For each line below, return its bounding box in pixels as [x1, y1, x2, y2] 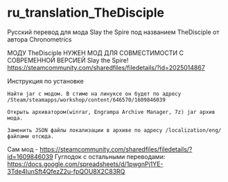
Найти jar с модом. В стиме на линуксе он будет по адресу [7, 90, 182, 97]
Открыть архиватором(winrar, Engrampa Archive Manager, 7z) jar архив [7, 108, 216, 115]
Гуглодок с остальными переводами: [54, 152, 166, 160]
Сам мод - [7, 144, 38, 154]
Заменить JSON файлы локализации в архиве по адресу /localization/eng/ [7, 126, 222, 133]
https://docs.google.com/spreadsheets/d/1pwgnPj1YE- [7, 160, 164, 168]
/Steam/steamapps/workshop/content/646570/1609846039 [7, 96, 166, 104]
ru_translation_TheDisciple [7, 5, 165, 21]
